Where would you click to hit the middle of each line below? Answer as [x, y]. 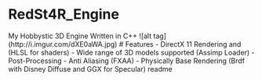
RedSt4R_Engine [64, 14]
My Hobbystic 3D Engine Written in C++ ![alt [80, 36]
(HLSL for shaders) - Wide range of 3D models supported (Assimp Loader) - [131, 52]
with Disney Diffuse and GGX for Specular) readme [90, 69]
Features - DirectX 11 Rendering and [183, 44]
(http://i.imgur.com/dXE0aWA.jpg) [63, 44]
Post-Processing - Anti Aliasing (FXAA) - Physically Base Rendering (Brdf [127, 61]
